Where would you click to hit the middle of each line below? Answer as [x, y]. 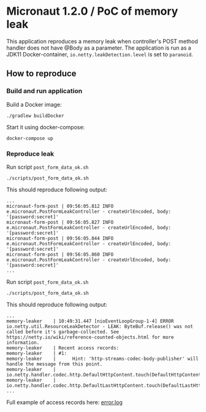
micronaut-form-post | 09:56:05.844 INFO [60, 238]
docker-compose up [30, 138]
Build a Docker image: [34, 104]
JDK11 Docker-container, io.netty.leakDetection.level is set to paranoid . [100, 54]
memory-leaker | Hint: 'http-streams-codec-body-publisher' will [103, 359]
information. [23, 342]
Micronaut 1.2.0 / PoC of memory [92, 11]
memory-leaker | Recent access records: [63, 348]
